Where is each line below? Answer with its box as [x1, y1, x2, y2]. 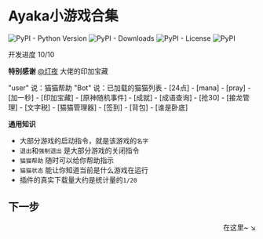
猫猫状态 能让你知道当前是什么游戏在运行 [19, 165, 149, 175]
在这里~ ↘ [222, 223, 256, 232]
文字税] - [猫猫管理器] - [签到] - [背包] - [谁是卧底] [27, 103, 188, 112]
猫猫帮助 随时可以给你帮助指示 [19, 155, 115, 165]
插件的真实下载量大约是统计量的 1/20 [19, 175, 137, 184]
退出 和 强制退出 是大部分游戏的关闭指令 [19, 146, 140, 155]
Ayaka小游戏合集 [8, 7, 119, 25]
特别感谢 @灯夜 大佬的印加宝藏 [8, 66, 108, 75]
